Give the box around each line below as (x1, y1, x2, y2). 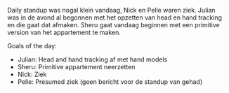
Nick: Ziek (17, 70, 47, 78)
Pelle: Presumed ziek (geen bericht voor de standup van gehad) (17, 78, 203, 86)
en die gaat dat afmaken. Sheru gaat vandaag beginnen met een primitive (7, 21, 220, 29)
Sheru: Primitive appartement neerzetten (17, 63, 136, 71)
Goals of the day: (7, 42, 58, 50)
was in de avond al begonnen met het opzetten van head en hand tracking (7, 13, 223, 22)
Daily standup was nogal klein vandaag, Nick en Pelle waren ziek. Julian (7, 6, 216, 14)
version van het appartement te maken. (7, 28, 122, 36)
